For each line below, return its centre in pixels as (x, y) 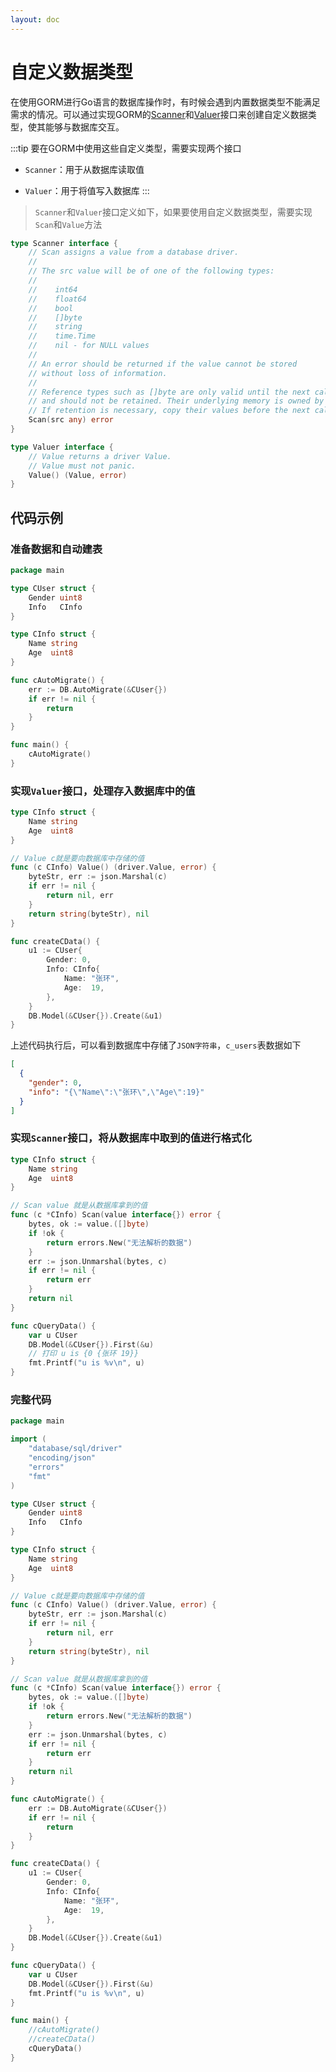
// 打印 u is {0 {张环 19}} (84, 1354)
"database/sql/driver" (75, 1449)
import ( (28, 1439)
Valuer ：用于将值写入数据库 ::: (87, 190)
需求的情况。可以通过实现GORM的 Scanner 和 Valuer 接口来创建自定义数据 (159, 114)
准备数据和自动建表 (56, 549)
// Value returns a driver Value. (100, 456)
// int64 (53, 289)
